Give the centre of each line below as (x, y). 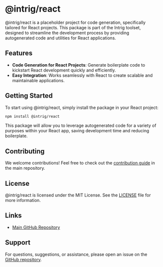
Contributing (25, 151)
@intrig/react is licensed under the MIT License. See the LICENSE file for (78, 195)
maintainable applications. (38, 80)
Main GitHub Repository (36, 227)
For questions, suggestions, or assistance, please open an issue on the (76, 254)
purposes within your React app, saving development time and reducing (77, 131)
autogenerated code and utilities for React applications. (61, 38)
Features (19, 53)
